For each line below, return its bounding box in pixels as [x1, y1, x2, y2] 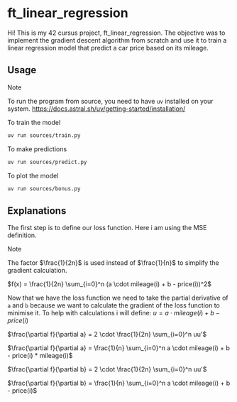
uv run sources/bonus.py [7, 185, 81, 192]
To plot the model [7, 171, 59, 180]
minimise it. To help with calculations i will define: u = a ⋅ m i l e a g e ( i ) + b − [7, 309, 220, 317]
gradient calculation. [7, 266, 67, 275]
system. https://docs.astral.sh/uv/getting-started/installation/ [7, 104, 186, 113]
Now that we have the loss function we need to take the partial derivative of [7, 293, 228, 303]
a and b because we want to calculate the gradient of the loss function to [7, 301, 220, 310]
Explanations [7, 205, 67, 217]
